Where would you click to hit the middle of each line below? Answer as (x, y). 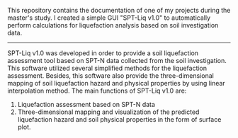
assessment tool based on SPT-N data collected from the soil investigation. (117, 61)
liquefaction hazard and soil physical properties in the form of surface (119, 119)
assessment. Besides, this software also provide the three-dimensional (110, 76)
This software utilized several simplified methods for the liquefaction (107, 68)
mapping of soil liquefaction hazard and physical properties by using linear (116, 83)
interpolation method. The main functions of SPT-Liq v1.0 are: (97, 91)
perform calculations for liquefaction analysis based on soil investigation (113, 25)
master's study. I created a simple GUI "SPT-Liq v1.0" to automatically (109, 18)
